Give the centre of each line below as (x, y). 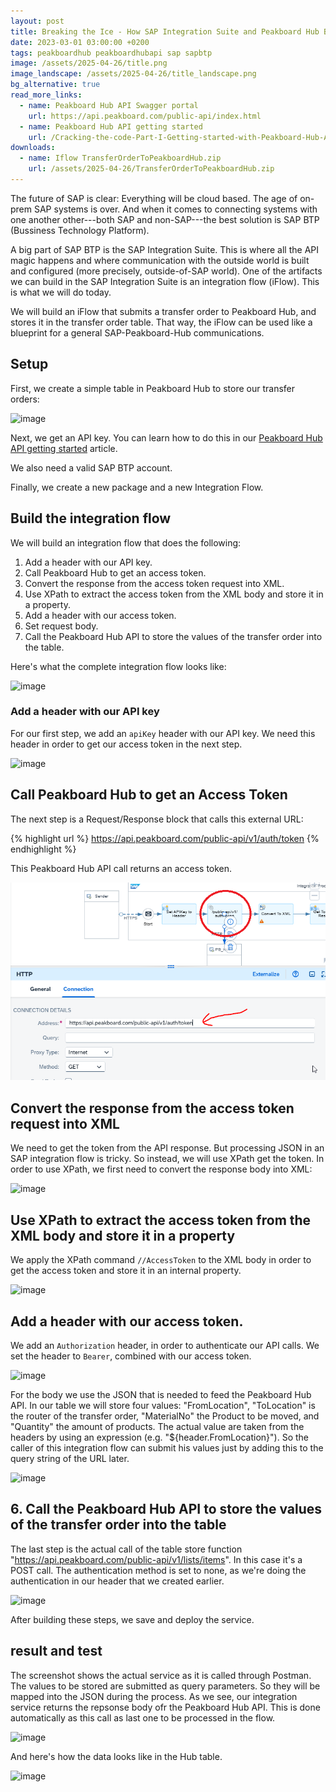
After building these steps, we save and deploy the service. (132, 1619)
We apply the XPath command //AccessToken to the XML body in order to (161, 1260)
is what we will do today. (61, 292)
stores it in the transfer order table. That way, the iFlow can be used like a (161, 322)
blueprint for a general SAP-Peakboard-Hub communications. (137, 332)
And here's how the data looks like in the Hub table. (116, 1756)
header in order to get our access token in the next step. (126, 744)
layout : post (37, 21)
